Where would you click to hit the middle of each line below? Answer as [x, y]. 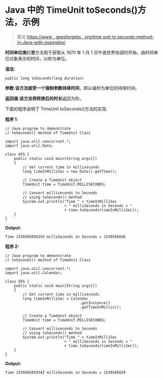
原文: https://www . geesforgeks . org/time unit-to [67, 37]
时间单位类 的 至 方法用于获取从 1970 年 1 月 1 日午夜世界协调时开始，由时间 [80, 52]
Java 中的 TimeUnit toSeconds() [71, 10]
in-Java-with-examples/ [41, 42]
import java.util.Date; [29, 146]
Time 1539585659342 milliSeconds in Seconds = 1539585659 [65, 372]
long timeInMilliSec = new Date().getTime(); [70, 171]
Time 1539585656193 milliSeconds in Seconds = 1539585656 [65, 237]
